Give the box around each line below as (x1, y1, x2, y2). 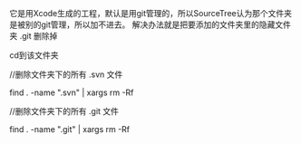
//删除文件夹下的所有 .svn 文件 (9, 69, 123, 80)
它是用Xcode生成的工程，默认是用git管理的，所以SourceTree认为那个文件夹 (9, 8, 293, 18)
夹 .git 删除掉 (9, 31, 58, 41)
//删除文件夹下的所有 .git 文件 (9, 106, 120, 116)
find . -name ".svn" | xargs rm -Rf (9, 87, 134, 98)
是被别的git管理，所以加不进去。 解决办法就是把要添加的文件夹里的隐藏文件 (9, 19, 292, 30)
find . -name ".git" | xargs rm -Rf (9, 124, 131, 134)
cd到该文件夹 (9, 50, 59, 61)
